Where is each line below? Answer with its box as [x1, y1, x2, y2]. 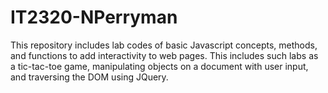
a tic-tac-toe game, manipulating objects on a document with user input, [10, 60, 309, 72]
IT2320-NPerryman [10, 6, 178, 29]
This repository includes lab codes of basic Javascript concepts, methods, [10, 39, 318, 51]
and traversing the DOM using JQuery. [10, 71, 169, 83]
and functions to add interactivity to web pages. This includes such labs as [10, 49, 319, 61]
